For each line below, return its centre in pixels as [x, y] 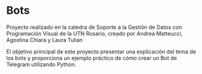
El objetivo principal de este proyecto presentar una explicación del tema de [101, 51]
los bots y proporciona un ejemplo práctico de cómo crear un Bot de [92, 58]
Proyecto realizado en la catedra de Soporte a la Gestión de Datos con [94, 27]
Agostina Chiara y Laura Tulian [45, 40]
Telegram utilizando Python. [41, 64]
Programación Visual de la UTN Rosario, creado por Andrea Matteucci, [95, 33]
